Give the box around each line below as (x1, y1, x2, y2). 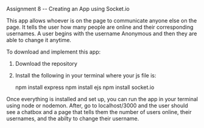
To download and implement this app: (6, 48, 101, 55)
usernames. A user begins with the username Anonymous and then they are (6, 30, 197, 37)
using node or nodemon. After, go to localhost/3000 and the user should (6, 102, 189, 109)
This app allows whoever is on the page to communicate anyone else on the (6, 17, 197, 24)
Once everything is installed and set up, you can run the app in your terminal (6, 96, 199, 102)
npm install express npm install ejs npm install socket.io (15, 84, 155, 91)
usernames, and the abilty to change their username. (6, 115, 139, 122)
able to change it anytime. (6, 37, 72, 43)
